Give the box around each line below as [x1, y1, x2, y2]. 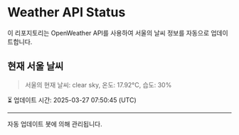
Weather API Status [7, 4, 126, 21]
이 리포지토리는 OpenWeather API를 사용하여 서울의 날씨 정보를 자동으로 [7, 28, 210, 37]
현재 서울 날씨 [7, 60, 64, 72]
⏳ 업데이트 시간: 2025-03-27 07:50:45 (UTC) [7, 95, 137, 104]
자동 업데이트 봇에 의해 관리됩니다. [7, 119, 102, 128]
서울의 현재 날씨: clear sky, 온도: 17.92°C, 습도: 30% [24, 80, 172, 89]
